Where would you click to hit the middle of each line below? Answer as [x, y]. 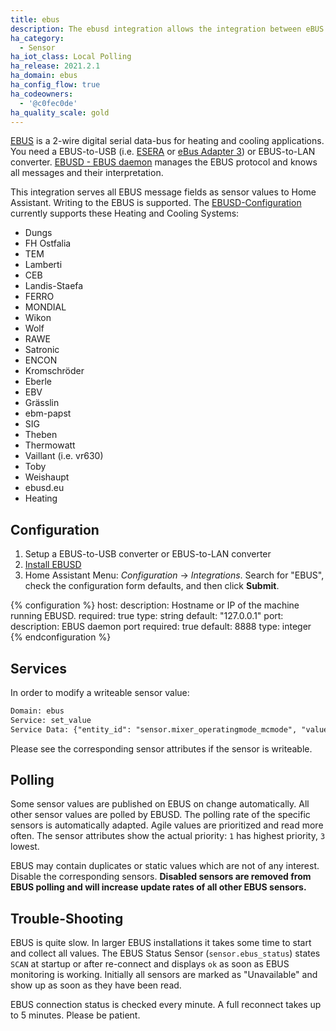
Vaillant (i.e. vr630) [64, 456]
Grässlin [42, 403]
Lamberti [43, 265]
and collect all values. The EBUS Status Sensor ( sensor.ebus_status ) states [165, 953]
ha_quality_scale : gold [60, 112]
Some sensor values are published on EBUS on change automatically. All [160, 804]
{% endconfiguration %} [61, 637]
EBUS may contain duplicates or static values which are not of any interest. [165, 866]
